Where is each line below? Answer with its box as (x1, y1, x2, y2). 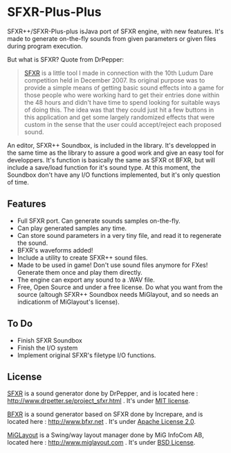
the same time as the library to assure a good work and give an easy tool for (7, 148, 224, 157)
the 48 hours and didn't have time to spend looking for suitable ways (24, 98, 221, 106)
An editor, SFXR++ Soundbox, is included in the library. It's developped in (7, 141, 216, 149)
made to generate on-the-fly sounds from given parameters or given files (7, 34, 216, 42)
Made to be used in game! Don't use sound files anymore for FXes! (17, 261, 208, 269)
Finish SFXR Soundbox (17, 336, 83, 344)
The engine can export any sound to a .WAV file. (17, 275, 156, 284)
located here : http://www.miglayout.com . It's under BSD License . (7, 438, 196, 447)
